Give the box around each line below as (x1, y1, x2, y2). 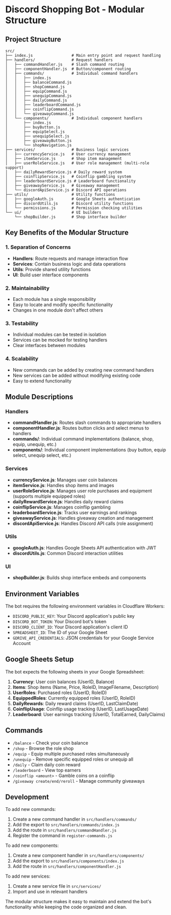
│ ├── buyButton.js (5, 125, 60, 130)
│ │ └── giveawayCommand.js (5, 111, 74, 116)
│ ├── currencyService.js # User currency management (5, 152, 131, 157)
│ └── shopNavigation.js (5, 143, 72, 148)
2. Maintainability (5, 284, 50, 292)
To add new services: (5, 873, 51, 880)
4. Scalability (5, 355, 39, 362)
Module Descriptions (5, 392, 74, 401)
